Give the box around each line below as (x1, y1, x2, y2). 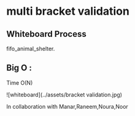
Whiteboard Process (6, 29, 87, 39)
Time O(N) (6, 79, 33, 87)
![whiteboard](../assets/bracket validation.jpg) (6, 91, 123, 98)
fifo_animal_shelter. (6, 45, 55, 52)
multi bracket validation (6, 4, 130, 18)
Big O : (6, 63, 32, 73)
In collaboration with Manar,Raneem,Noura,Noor (6, 102, 129, 110)
